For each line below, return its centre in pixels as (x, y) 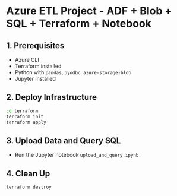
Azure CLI (27, 60)
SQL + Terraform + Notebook (79, 23)
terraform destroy (29, 187)
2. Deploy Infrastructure (51, 97)
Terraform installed (38, 66)
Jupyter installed (35, 79)
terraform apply (26, 122)
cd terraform (22, 111)
